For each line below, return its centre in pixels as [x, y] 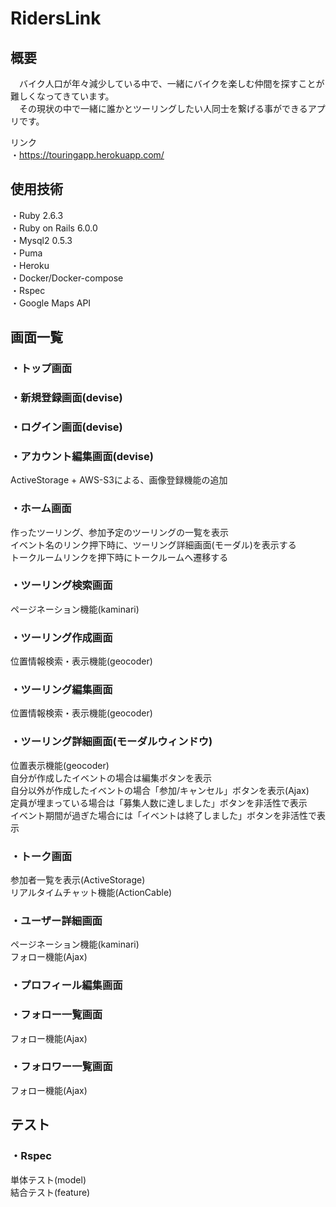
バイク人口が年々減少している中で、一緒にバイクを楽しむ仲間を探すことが [171, 83]
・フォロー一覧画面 [56, 1015]
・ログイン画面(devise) [66, 427]
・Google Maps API [51, 303]
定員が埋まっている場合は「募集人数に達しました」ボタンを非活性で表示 [159, 803]
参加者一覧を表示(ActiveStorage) [78, 880]
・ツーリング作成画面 [61, 637]
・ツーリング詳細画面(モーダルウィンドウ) [111, 742]
